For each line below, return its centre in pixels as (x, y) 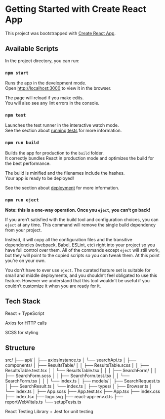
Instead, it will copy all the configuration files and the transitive (69, 239)
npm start (17, 73)
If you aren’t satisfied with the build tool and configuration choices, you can (82, 219)
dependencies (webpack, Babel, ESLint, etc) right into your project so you (80, 245)
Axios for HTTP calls (26, 323)
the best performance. (28, 163)
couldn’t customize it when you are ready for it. (53, 286)
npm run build (22, 143)
